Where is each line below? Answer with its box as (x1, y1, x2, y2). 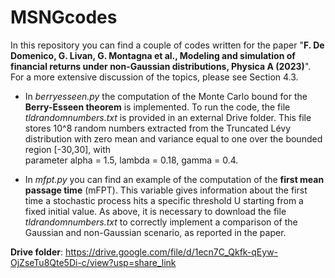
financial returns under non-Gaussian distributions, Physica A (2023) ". (10, 60, 312, 72)
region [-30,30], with (24, 143, 112, 155)
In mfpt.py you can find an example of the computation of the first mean (24, 173, 325, 185)
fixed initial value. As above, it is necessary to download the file (24, 205, 287, 217)
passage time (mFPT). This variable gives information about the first (24, 184, 308, 196)
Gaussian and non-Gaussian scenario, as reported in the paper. (24, 226, 287, 238)
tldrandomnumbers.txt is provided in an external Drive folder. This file (24, 111, 312, 123)
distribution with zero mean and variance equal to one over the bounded (24, 132, 323, 145)
